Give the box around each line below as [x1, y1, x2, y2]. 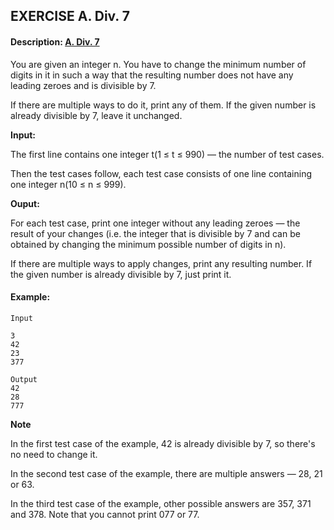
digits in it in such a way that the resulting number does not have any [10, 69, 294, 81]
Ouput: [10, 197, 40, 209]
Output [10, 374, 38, 384]
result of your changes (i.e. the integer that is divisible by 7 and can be [10, 227, 301, 239]
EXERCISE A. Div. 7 [10, 8, 130, 25]
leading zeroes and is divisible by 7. [10, 79, 157, 91]
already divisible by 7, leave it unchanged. [10, 109, 183, 121]
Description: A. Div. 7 [10, 35, 100, 48]
